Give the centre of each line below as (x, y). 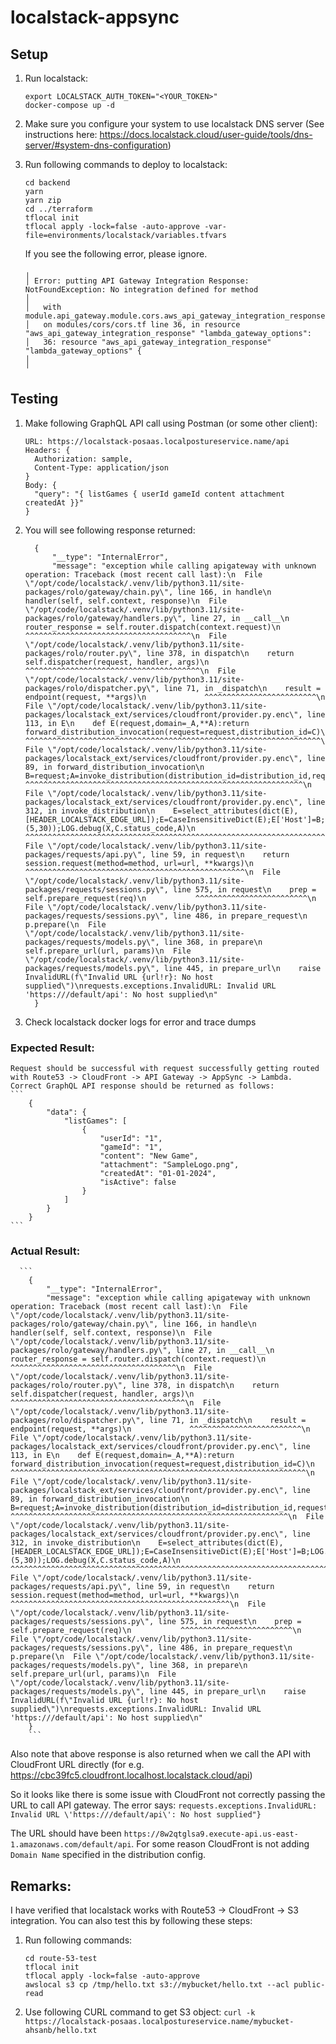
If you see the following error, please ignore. (116, 254)
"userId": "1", (131, 1139)
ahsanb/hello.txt (61, 2031)
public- (309, 1985)
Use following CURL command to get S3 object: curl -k (140, 2012)
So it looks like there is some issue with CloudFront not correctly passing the (168, 1795)
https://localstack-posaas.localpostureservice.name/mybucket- (159, 2022)
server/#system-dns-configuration (96, 145)
